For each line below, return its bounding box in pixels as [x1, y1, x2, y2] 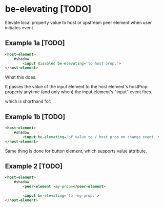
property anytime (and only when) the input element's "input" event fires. [5, 89, 153, 95]
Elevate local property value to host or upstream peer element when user [5, 20, 152, 25]
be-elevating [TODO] [5, 3, 92, 15]
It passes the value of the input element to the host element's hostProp [5, 84, 148, 90]
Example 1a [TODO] [5, 39, 65, 47]
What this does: [5, 74, 37, 80]
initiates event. [5, 24, 35, 30]
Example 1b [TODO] [5, 112, 65, 121]
